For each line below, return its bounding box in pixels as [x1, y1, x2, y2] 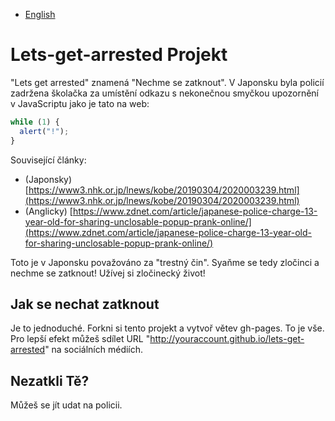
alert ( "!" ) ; [19, 126, 70, 136]
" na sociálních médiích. [44, 344, 144, 356]
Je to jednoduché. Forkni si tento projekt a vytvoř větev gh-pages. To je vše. [10, 322, 325, 334]
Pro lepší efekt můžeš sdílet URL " [10, 333, 151, 345]
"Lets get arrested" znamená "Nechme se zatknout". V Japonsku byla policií [10, 76, 325, 88]
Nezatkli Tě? [10, 372, 90, 389]
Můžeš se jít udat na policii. [10, 399, 123, 411]
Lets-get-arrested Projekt [10, 44, 228, 66]
